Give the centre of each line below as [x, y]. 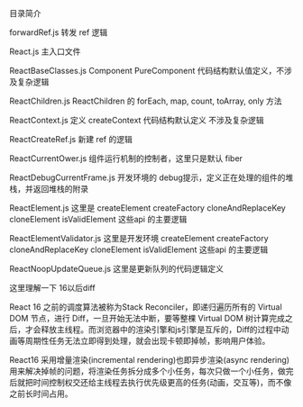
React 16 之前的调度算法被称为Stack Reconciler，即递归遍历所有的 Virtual [146, 307]
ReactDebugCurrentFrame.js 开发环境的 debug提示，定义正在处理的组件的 [147, 177]
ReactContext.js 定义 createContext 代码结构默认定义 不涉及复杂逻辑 [137, 120]
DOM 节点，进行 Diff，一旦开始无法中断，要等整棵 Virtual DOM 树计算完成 [147, 318]
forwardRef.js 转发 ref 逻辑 [59, 32]
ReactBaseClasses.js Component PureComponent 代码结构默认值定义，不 [147, 71]
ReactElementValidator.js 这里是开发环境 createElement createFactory [139, 238]
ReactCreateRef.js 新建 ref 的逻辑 [71, 139]
